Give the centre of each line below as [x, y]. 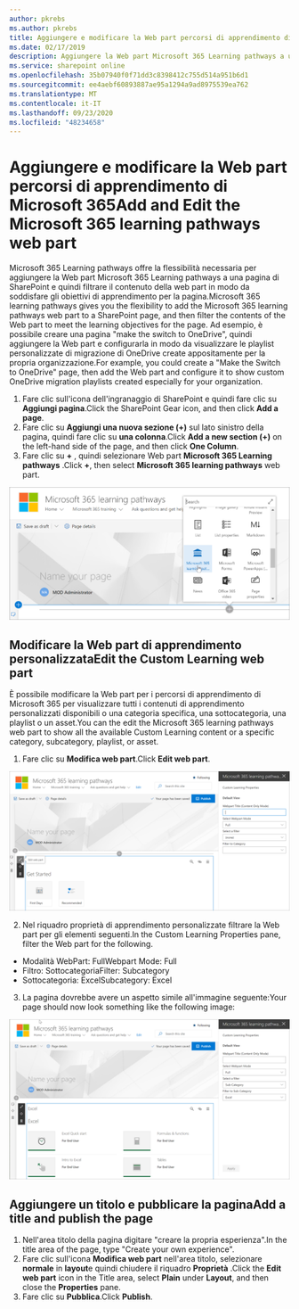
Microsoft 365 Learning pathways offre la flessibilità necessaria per [133, 268]
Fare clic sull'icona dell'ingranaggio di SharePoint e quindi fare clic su [149, 399]
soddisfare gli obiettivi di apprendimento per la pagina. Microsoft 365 [135, 296]
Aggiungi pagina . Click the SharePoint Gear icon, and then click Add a [150, 408]
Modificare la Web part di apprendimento [125, 645]
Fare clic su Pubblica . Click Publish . [87, 1297]
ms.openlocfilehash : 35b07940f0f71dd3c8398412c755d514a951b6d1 [129, 76]
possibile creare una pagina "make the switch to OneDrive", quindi [131, 334]
